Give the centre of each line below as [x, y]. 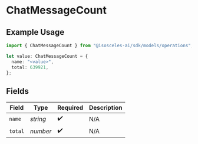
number [41, 131]
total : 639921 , [30, 67]
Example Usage [35, 32]
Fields [18, 91]
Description [105, 108]
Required [70, 108]
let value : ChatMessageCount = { [47, 56]
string [38, 119]
